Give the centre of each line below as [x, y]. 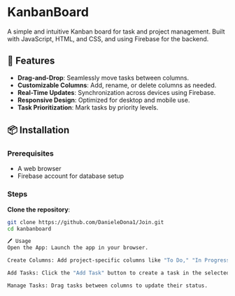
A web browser [39, 169]
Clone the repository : [39, 209]
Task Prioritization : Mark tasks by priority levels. [88, 107]
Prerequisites [30, 154]
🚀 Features [31, 61]
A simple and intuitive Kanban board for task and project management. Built [116, 31]
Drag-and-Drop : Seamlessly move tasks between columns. [103, 77]
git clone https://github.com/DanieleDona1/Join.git [86, 222]
